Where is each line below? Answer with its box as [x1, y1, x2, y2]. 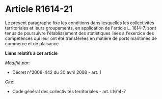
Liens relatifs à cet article [5, 50, 58, 56]
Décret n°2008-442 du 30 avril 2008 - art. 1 [12, 69, 102, 75]
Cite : [5, 79, 15, 85]
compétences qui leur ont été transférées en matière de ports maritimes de [5, 35, 157, 41]
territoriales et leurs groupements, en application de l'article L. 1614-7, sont [5, 25, 156, 31]
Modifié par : [5, 60, 30, 66]
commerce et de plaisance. [5, 40, 60, 46]
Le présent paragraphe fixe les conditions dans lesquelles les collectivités [5, 20, 155, 26]
